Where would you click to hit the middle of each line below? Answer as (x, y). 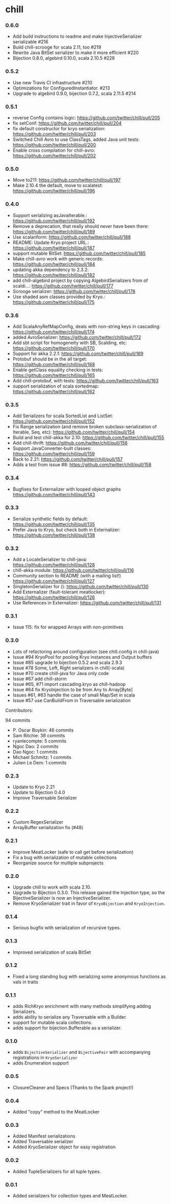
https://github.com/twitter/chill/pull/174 (54, 332)
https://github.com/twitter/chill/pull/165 (54, 375)
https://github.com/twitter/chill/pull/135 (54, 524)
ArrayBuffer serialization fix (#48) (48, 828)
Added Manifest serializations (44, 1136)
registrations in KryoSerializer (45, 1057)
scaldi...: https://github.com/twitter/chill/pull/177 (63, 286)
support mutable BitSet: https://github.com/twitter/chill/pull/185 (79, 253)
